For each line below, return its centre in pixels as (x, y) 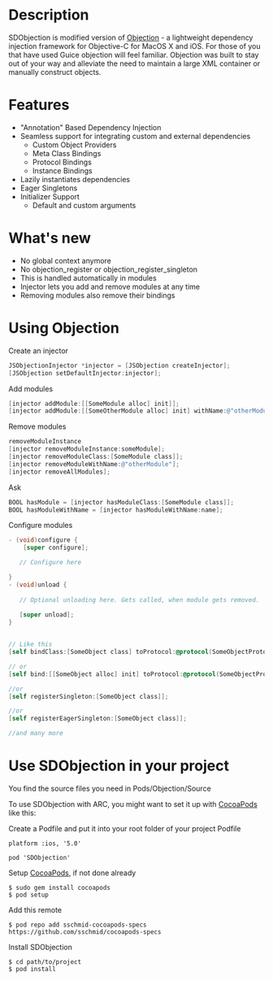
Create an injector (39, 351)
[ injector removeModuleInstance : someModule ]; (87, 449)
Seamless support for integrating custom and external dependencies (135, 136)
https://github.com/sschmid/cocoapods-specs (85, 932)
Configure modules (41, 525)
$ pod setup (28, 895)
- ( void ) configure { (43, 540)
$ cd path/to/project (45, 961)
